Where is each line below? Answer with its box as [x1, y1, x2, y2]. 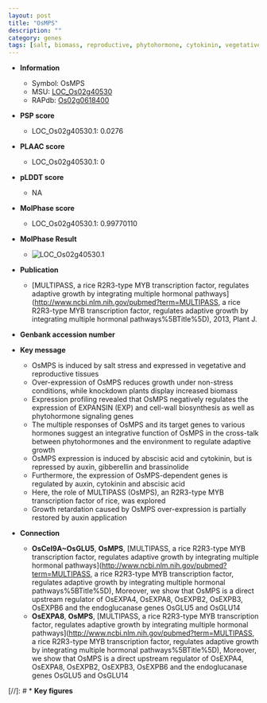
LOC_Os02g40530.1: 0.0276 [31, 127, 124, 136]
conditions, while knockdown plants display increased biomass [31, 386, 238, 396]
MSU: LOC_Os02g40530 [31, 87, 113, 96]
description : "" [8, 26, 62, 34]
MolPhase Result [19, 234, 77, 244]
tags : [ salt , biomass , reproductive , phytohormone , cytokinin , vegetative [8, 41, 261, 49]
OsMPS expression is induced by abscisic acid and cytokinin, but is [31, 454, 253, 463]
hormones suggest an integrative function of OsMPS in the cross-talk [31, 428, 260, 438]
